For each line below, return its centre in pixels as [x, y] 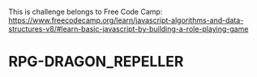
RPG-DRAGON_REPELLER [96, 62]
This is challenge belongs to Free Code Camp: [86, 12]
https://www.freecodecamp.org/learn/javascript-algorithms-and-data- [126, 20]
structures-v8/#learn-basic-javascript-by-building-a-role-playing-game [128, 29]
